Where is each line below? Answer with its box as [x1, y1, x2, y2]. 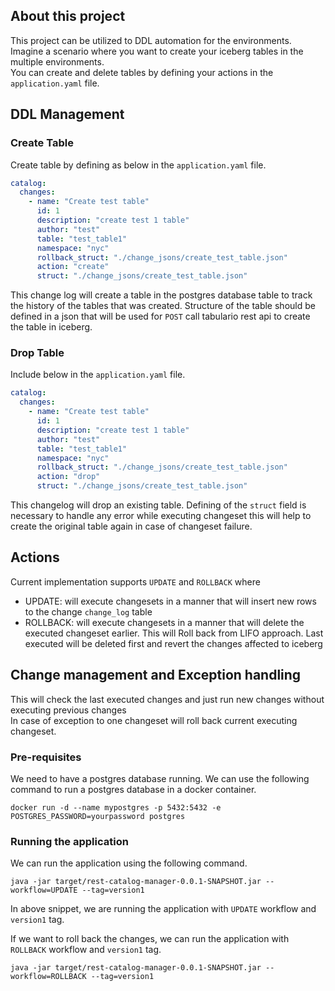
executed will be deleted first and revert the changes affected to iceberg [24, 637, 323, 649]
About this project [10, 8, 126, 25]
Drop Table [10, 346, 65, 360]
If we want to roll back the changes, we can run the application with [10, 933, 290, 945]
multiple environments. [10, 55, 105, 68]
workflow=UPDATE [10, 885, 78, 896]
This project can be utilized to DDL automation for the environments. [10, 34, 292, 46]
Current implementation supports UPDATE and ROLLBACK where [10, 575, 261, 588]
